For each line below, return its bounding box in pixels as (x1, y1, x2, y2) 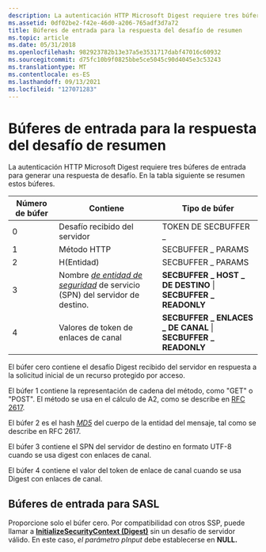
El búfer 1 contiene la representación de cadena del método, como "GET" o (8, 386, 253, 396)
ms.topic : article (8, 33, 69, 42)
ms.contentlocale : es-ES (8, 70, 90, 78)
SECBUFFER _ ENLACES (161, 312, 253, 323)
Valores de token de (59, 322, 133, 333)
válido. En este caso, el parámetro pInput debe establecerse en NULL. (8, 535, 237, 545)
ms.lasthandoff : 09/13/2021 (8, 78, 101, 86)
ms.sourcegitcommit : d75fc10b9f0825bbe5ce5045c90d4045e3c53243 (8, 56, 222, 64)
